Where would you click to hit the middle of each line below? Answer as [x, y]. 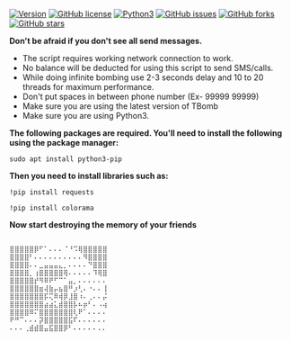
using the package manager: [64, 143]
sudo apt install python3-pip [66, 159]
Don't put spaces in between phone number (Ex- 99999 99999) [141, 96]
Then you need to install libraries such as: [89, 176]
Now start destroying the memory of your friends [103, 224]
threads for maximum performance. [88, 87]
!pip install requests [52, 193]
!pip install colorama [52, 208]
